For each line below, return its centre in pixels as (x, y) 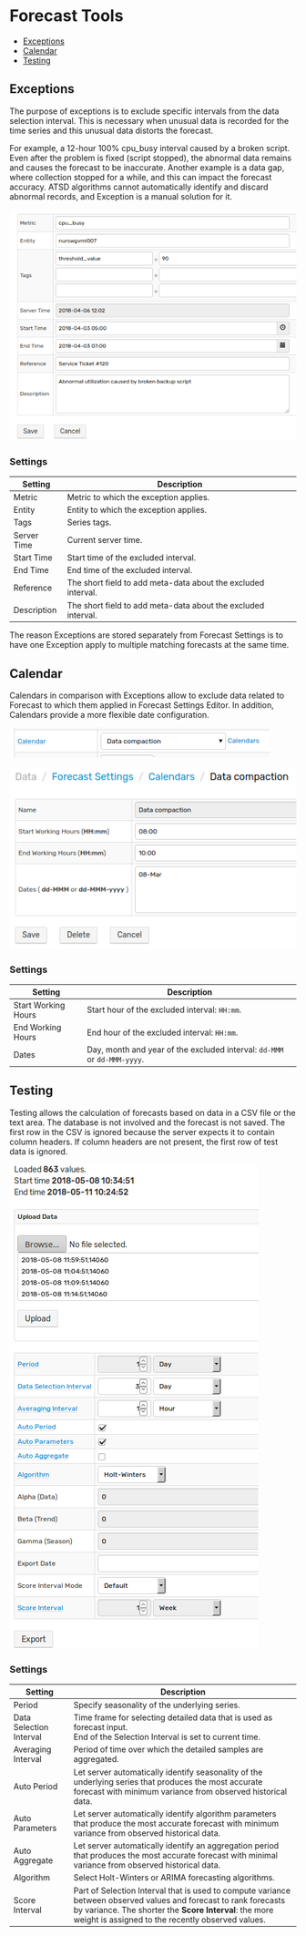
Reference (33, 588)
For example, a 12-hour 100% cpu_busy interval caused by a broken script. (150, 148)
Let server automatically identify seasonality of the (168, 1772)
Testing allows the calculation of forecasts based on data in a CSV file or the (153, 1112)
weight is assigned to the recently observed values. (169, 1920)
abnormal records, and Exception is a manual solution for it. (121, 196)
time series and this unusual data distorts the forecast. (112, 130)
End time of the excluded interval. (130, 570)
